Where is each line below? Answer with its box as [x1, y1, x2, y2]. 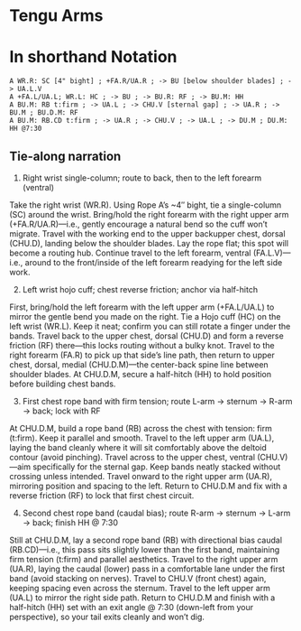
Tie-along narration [9, 148, 122, 163]
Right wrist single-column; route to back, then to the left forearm [22, 172, 262, 183]
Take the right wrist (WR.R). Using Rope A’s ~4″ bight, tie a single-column [9, 200, 282, 210]
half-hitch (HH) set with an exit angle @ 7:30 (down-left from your [9, 601, 254, 612]
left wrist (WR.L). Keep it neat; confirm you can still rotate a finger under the [9, 320, 291, 331]
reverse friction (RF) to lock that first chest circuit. [9, 489, 195, 501]
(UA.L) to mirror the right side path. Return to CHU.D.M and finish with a [9, 592, 276, 603]
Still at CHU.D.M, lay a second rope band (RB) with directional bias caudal [9, 534, 282, 545]
